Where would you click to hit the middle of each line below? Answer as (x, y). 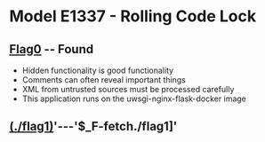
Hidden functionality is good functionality (98, 70)
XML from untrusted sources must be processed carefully (128, 89)
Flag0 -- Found (52, 49)
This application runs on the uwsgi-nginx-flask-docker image (134, 99)
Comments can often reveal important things (104, 80)
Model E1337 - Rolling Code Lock (132, 16)
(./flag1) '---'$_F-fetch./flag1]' (93, 126)
